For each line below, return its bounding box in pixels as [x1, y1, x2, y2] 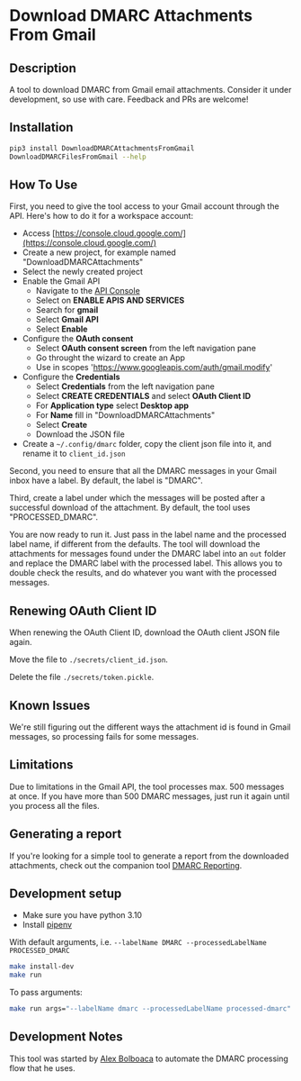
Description [9, 60, 76, 76]
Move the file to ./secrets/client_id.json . [9, 654, 169, 665]
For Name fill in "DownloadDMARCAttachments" [35, 410, 216, 421]
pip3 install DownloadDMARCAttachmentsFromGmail [9, 143, 195, 153]
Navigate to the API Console [35, 286, 141, 296]
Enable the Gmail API [22, 276, 101, 286]
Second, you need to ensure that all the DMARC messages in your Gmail [9, 466, 277, 477]
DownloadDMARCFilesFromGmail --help [9, 152, 146, 161]
